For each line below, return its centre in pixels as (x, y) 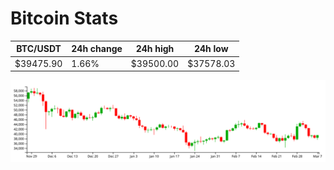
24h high (155, 49)
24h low (211, 49)
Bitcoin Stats (64, 18)
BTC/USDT (39, 49)
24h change (97, 49)
